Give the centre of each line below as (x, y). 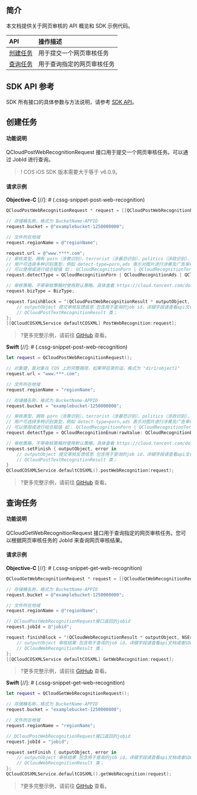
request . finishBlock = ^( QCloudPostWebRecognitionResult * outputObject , (98, 301)
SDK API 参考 (30, 87)
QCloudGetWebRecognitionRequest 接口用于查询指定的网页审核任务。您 (94, 533)
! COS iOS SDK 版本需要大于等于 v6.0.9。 (70, 172)
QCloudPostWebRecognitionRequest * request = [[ (67, 211)
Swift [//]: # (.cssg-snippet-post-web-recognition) (67, 347)
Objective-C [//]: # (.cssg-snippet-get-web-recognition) (74, 568)
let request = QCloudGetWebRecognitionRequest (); (68, 694)
